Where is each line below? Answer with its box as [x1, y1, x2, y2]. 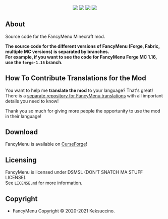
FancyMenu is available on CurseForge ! [5, 141, 87, 147]
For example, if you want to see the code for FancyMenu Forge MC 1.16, [5, 53, 157, 60]
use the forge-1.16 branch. [5, 59, 63, 65]
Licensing [5, 155, 37, 164]
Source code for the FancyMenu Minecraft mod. [5, 33, 105, 39]
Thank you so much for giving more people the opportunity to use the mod [5, 107, 160, 114]
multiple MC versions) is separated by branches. [5, 48, 109, 54]
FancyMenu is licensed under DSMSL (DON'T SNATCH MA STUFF [5, 169, 143, 175]
